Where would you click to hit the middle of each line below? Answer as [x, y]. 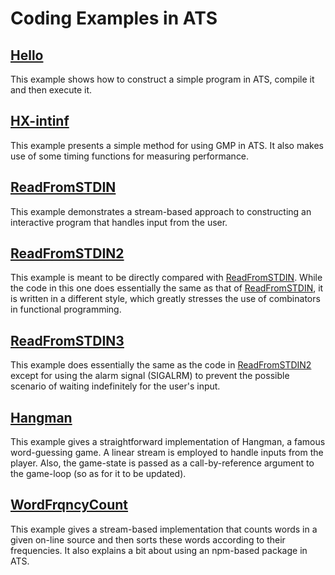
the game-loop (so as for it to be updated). [98, 474]
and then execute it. [51, 90]
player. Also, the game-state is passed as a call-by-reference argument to [162, 463]
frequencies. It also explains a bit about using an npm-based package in [159, 550]
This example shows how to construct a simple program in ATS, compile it [162, 79]
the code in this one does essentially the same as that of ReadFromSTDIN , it [167, 288]
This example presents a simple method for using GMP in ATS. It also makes [167, 145]
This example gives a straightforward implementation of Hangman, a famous [168, 442]
